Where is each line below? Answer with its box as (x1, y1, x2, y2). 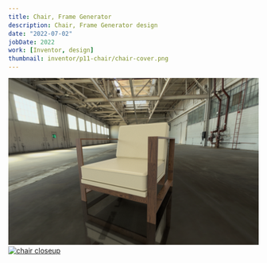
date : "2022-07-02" (8, 29, 73, 37)
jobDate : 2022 (8, 38, 56, 46)
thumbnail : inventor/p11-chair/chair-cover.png (8, 55, 169, 63)
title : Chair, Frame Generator (8, 13, 112, 21)
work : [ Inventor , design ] (8, 46, 94, 55)
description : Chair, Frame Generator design (8, 21, 158, 29)
